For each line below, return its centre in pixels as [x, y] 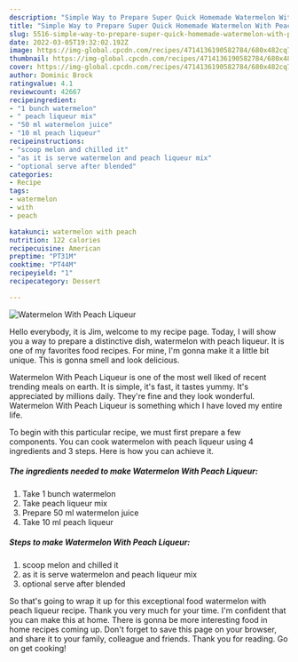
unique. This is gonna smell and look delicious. [94, 360]
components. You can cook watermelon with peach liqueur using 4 [132, 442]
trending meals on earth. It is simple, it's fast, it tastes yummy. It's [129, 387]
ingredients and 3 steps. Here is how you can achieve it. [112, 451]
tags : [19, 191]
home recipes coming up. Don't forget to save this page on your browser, [143, 629]
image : [21, 51]
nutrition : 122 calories [55, 240]
